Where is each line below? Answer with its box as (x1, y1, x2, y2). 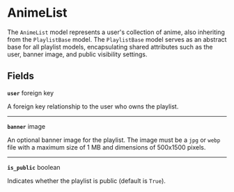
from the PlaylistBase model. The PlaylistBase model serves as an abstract (7, 35, 227, 43)
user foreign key (7, 88, 54, 97)
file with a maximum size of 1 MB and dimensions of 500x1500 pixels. (7, 143, 206, 151)
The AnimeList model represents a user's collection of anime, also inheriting (7, 28, 225, 36)
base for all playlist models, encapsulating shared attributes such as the (7, 42, 214, 51)
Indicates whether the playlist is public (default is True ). (7, 176, 166, 185)
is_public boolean (7, 163, 61, 171)
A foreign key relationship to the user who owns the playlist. (7, 102, 179, 111)
